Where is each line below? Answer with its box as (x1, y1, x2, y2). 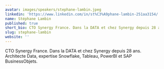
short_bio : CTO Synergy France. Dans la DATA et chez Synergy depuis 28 (5, 25, 156, 30)
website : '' (5, 35, 29, 40)
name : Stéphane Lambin (5, 16, 51, 21)
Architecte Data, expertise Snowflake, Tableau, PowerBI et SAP (5, 53, 132, 59)
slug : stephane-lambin (5, 30, 51, 35)
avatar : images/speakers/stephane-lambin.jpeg (5, 7, 102, 12)
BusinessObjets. (5, 58, 38, 64)
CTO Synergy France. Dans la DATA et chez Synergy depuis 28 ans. (5, 47, 142, 54)
